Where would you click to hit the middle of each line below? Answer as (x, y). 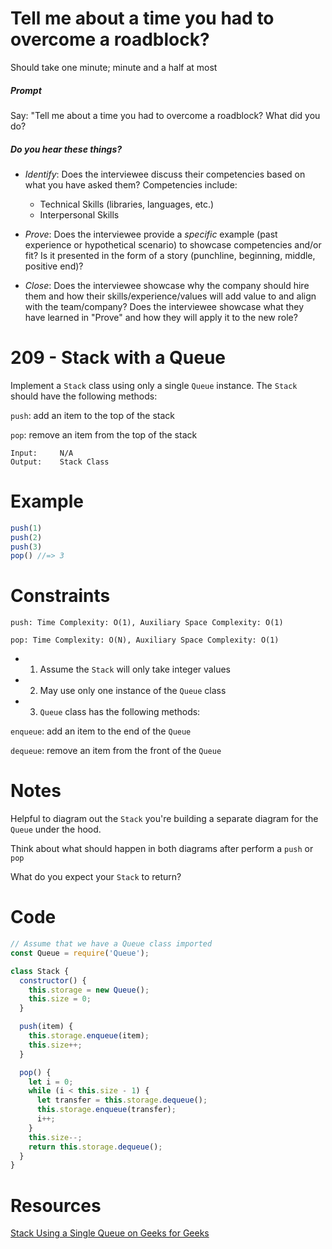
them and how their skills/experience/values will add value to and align (170, 296)
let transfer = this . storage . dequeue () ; (122, 1100)
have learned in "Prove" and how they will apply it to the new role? (161, 317)
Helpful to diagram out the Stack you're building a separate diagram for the (164, 819)
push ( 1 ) (26, 528)
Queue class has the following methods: (120, 712)
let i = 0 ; (51, 1082)
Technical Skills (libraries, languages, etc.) (127, 204)
